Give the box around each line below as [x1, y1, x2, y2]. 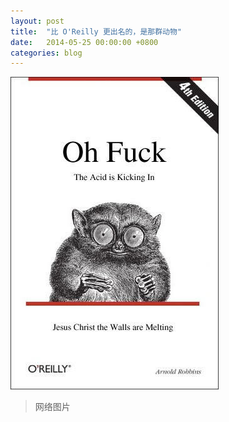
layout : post [10, 16, 65, 26]
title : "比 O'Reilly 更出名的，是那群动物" [10, 26, 182, 37]
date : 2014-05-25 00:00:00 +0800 [10, 37, 159, 47]
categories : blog [10, 48, 83, 58]
